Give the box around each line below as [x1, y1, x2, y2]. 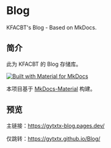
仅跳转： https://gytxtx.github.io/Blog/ [6, 135, 101, 142]
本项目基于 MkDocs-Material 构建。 [6, 85, 96, 92]
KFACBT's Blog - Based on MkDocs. [6, 24, 97, 31]
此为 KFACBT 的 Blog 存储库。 [6, 60, 82, 68]
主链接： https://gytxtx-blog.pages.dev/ [6, 122, 105, 129]
